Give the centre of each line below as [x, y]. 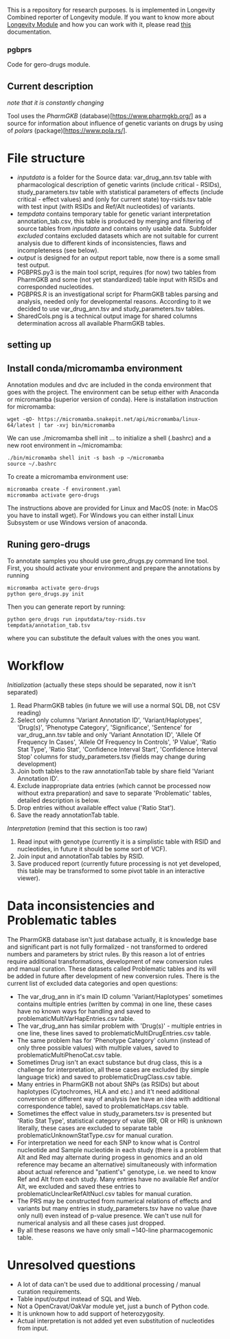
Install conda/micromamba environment [95, 368]
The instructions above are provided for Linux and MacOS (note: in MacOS [113, 508]
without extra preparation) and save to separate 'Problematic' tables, [114, 793]
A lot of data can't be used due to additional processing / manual [109, 1284]
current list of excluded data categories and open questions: [93, 983]
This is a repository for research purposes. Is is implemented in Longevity [111, 10]
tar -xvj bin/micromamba [79, 425]
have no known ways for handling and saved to [84, 1011]
